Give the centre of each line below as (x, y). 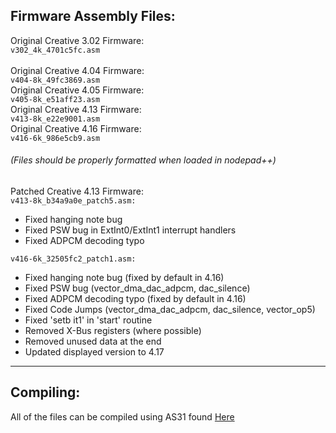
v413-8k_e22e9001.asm (55, 119)
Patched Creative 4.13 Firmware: (77, 191)
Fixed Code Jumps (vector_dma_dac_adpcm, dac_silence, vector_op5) (170, 310)
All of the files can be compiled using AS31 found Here (122, 416)
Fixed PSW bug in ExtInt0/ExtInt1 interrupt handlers (130, 230)
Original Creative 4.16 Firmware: (76, 128)
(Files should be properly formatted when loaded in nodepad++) (143, 160)
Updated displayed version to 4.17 (94, 352)
